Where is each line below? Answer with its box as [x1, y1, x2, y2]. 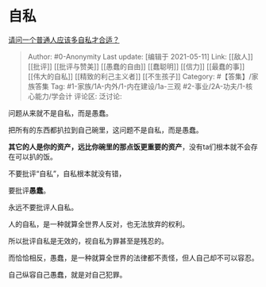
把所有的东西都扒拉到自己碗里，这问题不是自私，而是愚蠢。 [8, 124, 203, 135]
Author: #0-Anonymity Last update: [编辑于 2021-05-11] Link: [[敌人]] [27, 52, 253, 61]
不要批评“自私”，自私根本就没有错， [8, 168, 126, 178]
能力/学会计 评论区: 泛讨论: [34, 91, 122, 101]
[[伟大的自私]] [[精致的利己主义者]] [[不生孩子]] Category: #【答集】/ [27, 71, 252, 81]
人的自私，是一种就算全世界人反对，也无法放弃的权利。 [8, 219, 189, 228]
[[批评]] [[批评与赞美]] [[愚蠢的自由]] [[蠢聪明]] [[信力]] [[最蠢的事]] [27, 61, 245, 71]
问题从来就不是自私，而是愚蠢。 [8, 108, 113, 117]
